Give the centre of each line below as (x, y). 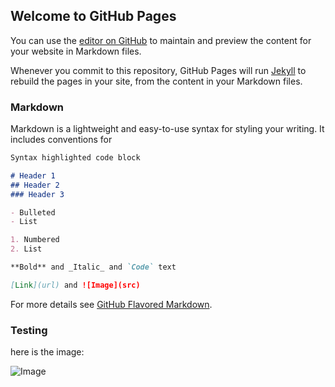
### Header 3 (37, 194)
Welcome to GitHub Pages (93, 16)
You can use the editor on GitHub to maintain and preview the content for (161, 40)
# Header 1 (33, 175)
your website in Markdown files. (76, 51)
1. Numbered (35, 240)
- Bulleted (33, 212)
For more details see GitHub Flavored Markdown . (111, 304)
